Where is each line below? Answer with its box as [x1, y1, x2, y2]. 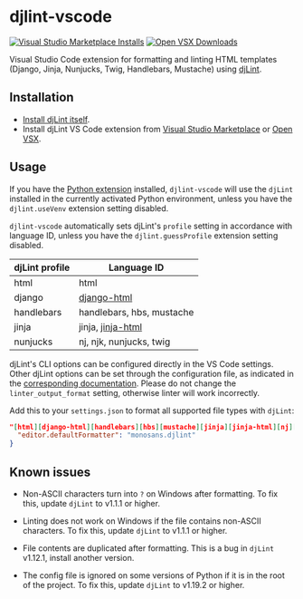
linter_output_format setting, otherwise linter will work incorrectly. [9, 387, 260, 398]
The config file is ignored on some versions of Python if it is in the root [22, 570, 285, 581]
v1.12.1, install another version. [22, 553, 135, 563]
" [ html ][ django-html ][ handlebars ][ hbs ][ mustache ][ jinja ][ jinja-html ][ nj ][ [9, 422, 298, 431]
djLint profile [14, 261, 71, 274]
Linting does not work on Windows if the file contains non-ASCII [22, 516, 262, 527]
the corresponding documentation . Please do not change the [9, 378, 237, 389]
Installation [9, 90, 74, 105]
